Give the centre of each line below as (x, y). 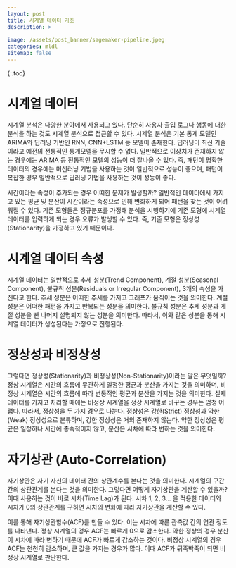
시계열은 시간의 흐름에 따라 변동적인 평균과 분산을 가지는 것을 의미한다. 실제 (123, 393)
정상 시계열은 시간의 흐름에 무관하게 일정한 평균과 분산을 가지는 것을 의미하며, (113, 384)
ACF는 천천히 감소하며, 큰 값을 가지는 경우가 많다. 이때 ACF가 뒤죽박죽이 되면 (113, 548)
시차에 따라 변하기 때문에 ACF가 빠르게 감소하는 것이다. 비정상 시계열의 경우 (118, 539)
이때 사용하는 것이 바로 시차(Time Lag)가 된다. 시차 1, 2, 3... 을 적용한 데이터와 (114, 498)
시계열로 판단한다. (45, 557)
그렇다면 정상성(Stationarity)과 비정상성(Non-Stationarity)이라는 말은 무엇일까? (117, 376)
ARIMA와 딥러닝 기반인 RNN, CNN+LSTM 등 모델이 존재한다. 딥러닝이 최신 (110, 142)
